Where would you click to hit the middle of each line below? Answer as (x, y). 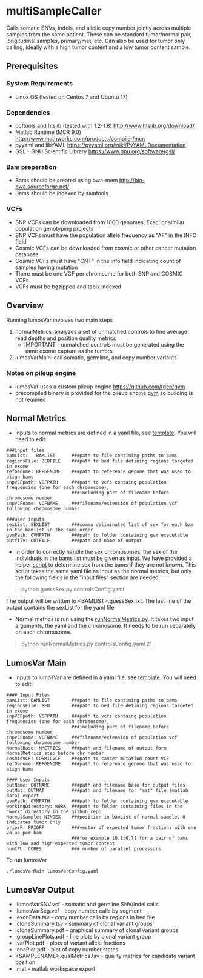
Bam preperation (32, 167)
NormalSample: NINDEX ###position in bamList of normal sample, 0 (96, 817)
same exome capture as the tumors (68, 351)
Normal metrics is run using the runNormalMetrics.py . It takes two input (104, 619)
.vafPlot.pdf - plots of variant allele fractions (70, 943)
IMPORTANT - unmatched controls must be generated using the (104, 345)
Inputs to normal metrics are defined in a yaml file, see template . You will (106, 433)
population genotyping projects (54, 228)
